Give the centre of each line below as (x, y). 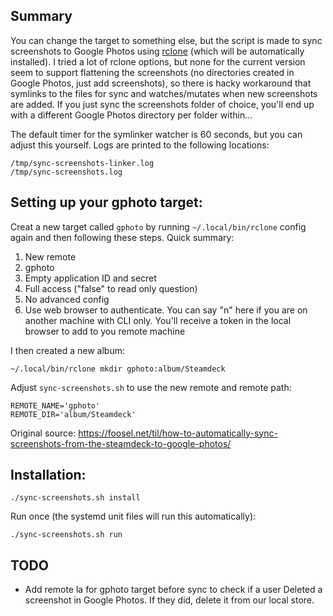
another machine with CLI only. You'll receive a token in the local (158, 320)
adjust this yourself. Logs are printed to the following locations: (140, 145)
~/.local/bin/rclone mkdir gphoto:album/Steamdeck (118, 369)
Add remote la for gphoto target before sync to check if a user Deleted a (173, 590)
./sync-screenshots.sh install (75, 498)
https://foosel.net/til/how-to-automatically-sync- (178, 433)
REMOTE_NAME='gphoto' (55, 405)
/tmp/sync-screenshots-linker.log (82, 163)
